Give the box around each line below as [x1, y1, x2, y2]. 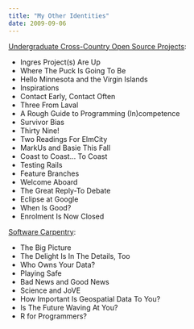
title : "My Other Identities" [8, 11, 110, 20]
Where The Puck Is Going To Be [19, 65, 126, 75]
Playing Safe [19, 268, 62, 278]
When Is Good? [19, 202, 72, 212]
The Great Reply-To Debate [19, 185, 111, 195]
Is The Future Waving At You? [19, 302, 118, 312]
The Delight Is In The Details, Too [19, 251, 130, 260]
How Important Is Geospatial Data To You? [19, 294, 161, 303]
